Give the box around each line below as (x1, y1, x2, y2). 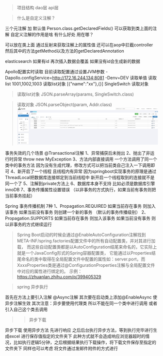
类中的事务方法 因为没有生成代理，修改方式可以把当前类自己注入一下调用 (5, 162, 151, 168)
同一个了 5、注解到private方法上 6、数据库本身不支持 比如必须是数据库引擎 (5, 180, 155, 186)
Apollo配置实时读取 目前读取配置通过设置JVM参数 (5, 69, 105, 75)
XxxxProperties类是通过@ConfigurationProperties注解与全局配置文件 (16, 262, 155, 268)
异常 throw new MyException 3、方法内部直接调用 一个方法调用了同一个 (13, 156, 158, 162)
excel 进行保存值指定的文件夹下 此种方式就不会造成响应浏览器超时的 (9, 333, 146, 339)
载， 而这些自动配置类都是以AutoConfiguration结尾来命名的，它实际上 (16, 244, 157, 250)
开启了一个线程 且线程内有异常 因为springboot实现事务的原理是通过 (21, 168, 157, 174)
